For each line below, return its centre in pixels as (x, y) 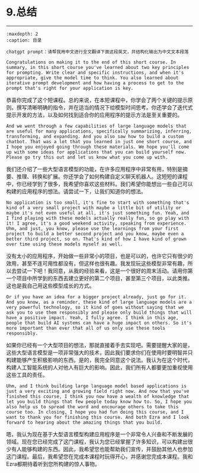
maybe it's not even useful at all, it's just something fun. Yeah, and (98, 213)
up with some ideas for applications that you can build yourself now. (96, 152)
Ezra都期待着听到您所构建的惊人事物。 (53, 463)
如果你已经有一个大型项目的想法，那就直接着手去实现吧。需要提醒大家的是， (99, 345)
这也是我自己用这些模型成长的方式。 (50, 285)
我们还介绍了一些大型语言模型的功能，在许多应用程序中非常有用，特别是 (94, 169)
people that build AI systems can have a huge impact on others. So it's (99, 323)
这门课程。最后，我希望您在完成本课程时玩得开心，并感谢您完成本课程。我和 (99, 456)
